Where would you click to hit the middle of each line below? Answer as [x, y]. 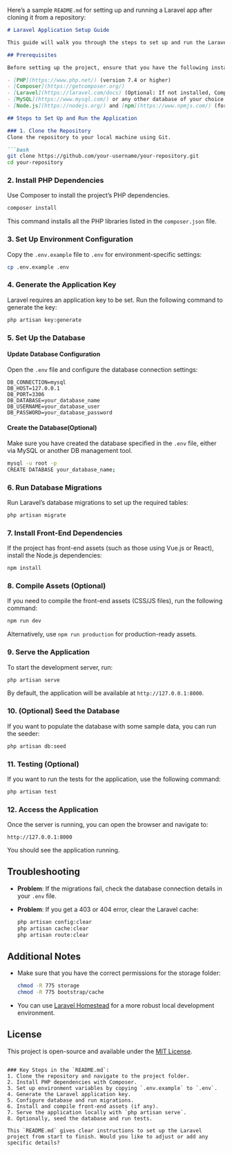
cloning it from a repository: [47, 17]
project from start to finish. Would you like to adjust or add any [108, 1136]
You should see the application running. [64, 850]
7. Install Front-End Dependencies [65, 533]
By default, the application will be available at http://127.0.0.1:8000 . [106, 693]
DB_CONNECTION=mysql [37, 382]
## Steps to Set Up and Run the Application [72, 118]
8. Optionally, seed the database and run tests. [80, 1118]
